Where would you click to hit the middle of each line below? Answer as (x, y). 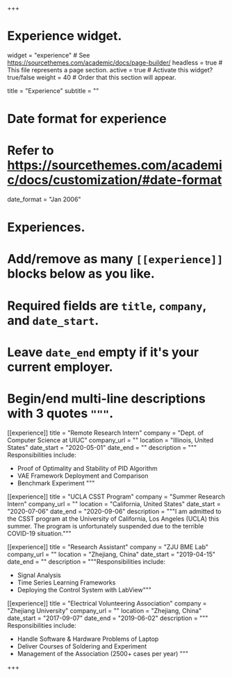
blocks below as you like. (81, 274)
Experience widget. (65, 36)
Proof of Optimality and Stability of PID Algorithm (87, 468)
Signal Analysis (39, 575)
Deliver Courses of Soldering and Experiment (82, 646)
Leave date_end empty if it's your (103, 352)
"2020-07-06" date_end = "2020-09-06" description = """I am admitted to (115, 511)
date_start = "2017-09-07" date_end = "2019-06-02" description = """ (108, 618)
